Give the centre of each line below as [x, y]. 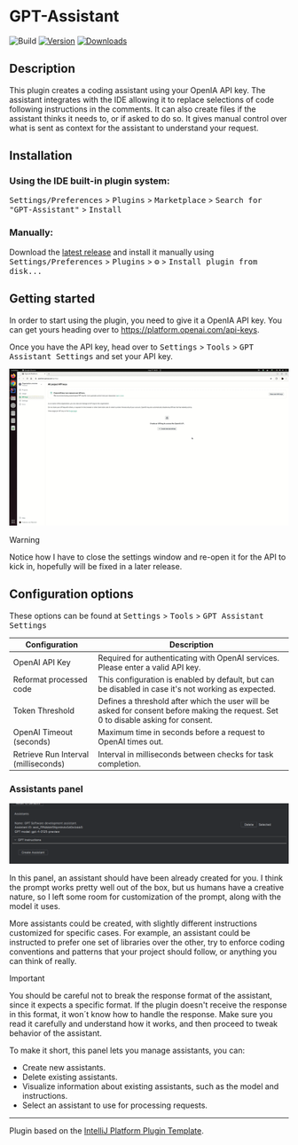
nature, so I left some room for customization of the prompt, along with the [145, 897]
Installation [41, 156]
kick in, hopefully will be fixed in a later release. [96, 567]
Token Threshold [44, 710]
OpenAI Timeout [43, 733]
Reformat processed [50, 679]
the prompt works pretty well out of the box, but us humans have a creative [147, 888]
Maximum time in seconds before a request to [181, 733]
